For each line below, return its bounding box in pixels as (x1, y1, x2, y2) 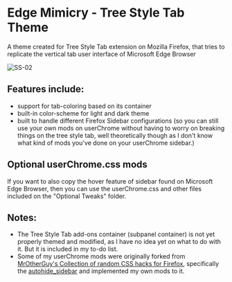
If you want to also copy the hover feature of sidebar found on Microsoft (7, 177, 213, 185)
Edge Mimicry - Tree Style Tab (7, 5, 185, 21)
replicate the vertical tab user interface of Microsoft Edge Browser (7, 50, 196, 58)
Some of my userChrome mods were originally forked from (17, 252, 186, 261)
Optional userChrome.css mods (7, 159, 148, 170)
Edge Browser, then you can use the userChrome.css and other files (7, 184, 202, 193)
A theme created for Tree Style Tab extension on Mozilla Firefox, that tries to (7, 42, 225, 51)
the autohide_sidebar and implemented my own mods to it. (17, 267, 185, 275)
